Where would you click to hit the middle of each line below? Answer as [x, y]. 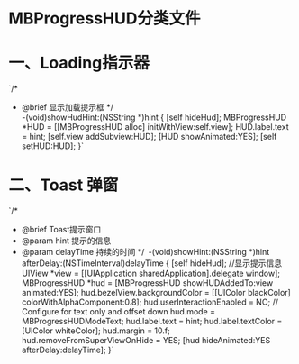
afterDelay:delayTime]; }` [68, 350]
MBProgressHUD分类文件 [104, 18]
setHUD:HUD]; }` [53, 146]
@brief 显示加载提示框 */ [67, 107]
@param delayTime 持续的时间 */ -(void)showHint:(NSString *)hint [145, 252]
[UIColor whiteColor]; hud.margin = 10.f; [95, 331]
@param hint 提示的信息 [66, 241]
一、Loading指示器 [79, 63]
